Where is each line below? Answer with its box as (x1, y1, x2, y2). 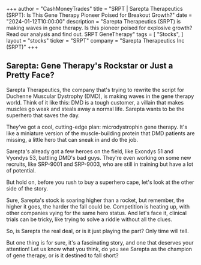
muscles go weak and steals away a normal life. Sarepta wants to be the (6, 105, 185, 112)
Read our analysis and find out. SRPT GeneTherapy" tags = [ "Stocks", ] (6, 31, 184, 38)
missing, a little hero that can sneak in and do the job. (6, 136, 139, 143)
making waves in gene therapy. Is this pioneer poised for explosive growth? (6, 24, 193, 31)
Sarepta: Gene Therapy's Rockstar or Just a (6, 61, 173, 71)
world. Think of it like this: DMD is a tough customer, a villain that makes (6, 99, 184, 106)
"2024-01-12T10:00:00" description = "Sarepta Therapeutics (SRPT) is (6, 18, 181, 25)
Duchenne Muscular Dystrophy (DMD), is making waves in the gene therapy (6, 93, 194, 100)
